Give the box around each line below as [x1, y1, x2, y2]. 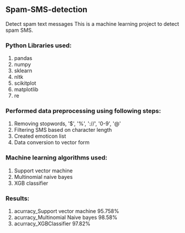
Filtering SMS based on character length [14, 127, 112, 134]
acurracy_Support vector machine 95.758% [14, 208, 120, 214]
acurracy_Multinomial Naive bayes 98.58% [14, 214, 118, 221]
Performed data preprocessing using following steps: [5, 107, 162, 115]
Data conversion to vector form [14, 139, 90, 146]
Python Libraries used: [5, 41, 72, 49]
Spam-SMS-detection [5, 5, 88, 15]
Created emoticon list [14, 132, 66, 140]
